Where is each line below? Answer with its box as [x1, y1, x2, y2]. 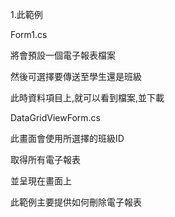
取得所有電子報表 [10, 154, 81, 165]
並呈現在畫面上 [10, 175, 72, 187]
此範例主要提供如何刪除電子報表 [10, 196, 142, 208]
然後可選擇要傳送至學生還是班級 [10, 71, 142, 82]
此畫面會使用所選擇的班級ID [10, 133, 125, 144]
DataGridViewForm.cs [10, 112, 101, 123]
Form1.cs [10, 29, 48, 40]
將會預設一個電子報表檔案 [10, 49, 116, 61]
